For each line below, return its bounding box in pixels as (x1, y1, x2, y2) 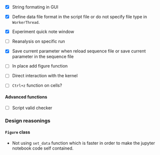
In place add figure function (12, 63, 68, 69)
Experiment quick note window (12, 29, 74, 34)
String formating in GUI (12, 4, 58, 10)
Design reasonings (5, 117, 51, 124)
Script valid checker (12, 104, 53, 111)
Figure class (5, 129, 31, 135)
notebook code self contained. (12, 145, 74, 151)
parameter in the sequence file (12, 53, 74, 60)
